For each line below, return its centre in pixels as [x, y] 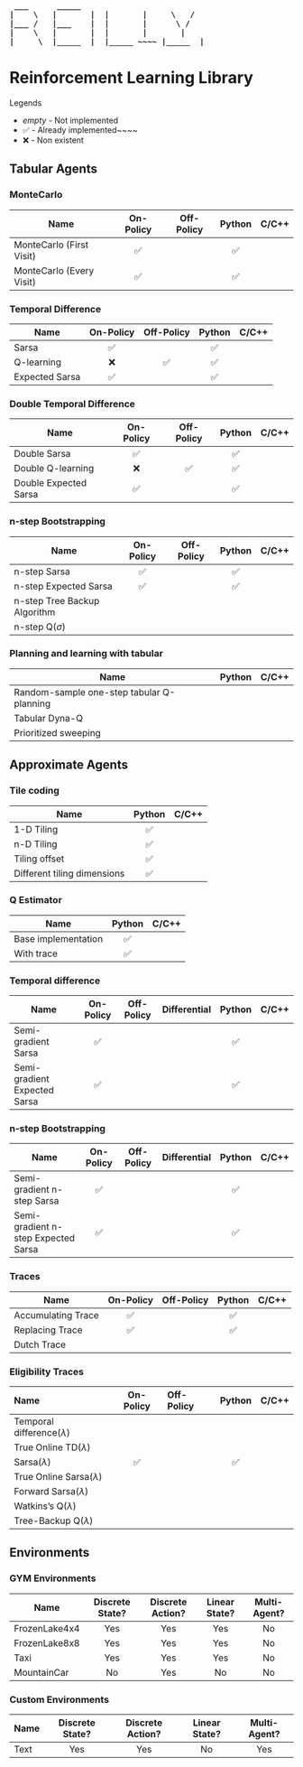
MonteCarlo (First [51, 245]
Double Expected [50, 483]
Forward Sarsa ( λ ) [51, 1491]
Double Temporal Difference [72, 404]
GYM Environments [53, 1578]
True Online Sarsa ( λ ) [58, 1476]
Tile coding [35, 791]
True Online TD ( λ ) [52, 1447]
